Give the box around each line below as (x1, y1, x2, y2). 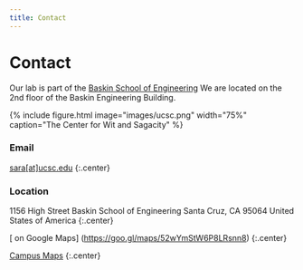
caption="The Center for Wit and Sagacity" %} (9, 119, 184, 130)
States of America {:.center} (9, 215, 115, 227)
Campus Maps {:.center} (9, 250, 101, 261)
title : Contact (9, 13, 67, 23)
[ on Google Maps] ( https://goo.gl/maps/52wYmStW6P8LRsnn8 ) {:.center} (9, 233, 288, 244)
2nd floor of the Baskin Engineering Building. (9, 92, 176, 102)
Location (9, 185, 50, 198)
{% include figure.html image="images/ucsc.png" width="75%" (9, 110, 247, 121)
